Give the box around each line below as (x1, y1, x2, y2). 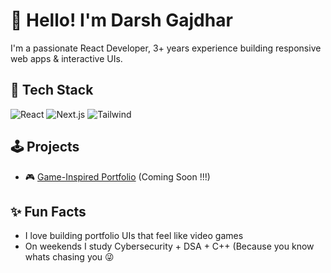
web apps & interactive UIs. (10, 52, 123, 64)
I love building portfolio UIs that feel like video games (24, 230, 244, 242)
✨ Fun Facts (10, 203, 87, 220)
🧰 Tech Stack (10, 82, 94, 99)
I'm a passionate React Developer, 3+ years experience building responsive (10, 42, 322, 54)
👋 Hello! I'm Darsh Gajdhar (10, 9, 233, 32)
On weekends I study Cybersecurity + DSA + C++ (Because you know (24, 240, 315, 253)
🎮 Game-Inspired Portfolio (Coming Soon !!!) (24, 170, 211, 183)
